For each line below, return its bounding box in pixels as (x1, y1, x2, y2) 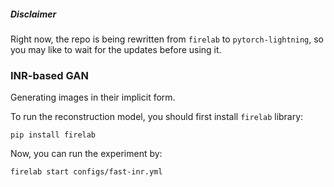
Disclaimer (10, 8, 57, 20)
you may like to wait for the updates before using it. (10, 43, 222, 55)
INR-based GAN (10, 68, 89, 82)
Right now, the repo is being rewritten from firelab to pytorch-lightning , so (10, 33, 325, 45)
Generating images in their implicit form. (10, 91, 176, 104)
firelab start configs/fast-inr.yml (10, 167, 163, 177)
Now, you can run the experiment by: (10, 148, 163, 160)
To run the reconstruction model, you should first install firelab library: (10, 111, 304, 123)
